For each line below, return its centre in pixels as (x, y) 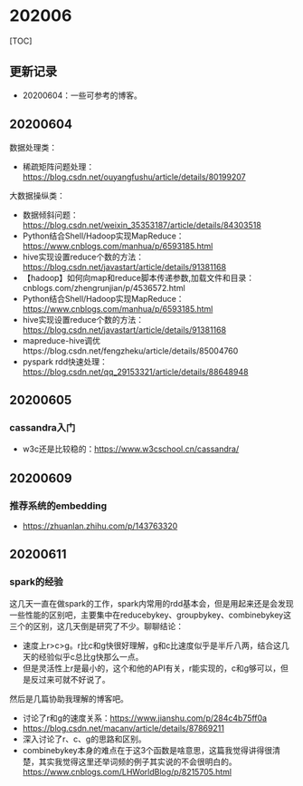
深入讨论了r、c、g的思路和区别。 (84, 739)
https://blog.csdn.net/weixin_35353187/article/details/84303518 (142, 225)
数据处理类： (33, 147)
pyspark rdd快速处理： (65, 361)
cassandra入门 (43, 427)
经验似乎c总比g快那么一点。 (91, 656)
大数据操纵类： (37, 195)
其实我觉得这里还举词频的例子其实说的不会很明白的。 (137, 762)
